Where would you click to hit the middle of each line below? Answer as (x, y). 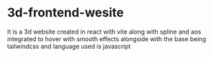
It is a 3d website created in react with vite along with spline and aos (104, 32)
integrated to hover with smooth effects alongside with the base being (107, 38)
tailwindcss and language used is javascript (69, 46)
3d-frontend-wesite (65, 13)
